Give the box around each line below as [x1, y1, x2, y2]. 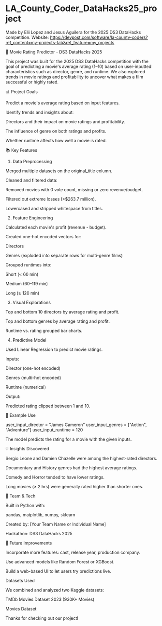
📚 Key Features [5, 147, 38, 153]
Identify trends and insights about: [5, 109, 74, 115]
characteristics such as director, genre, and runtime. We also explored [5, 68, 146, 74]
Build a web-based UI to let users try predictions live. [5, 568, 112, 574]
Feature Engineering [12, 214, 53, 221]
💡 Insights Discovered [5, 445, 49, 451]
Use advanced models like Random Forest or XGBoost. [5, 559, 115, 564]
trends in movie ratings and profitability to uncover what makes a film [5, 74, 144, 80]
